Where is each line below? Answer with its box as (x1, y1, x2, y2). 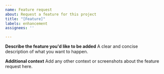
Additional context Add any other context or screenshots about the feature (5, 58, 160, 64)
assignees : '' (5, 26, 35, 31)
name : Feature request (5, 7, 52, 12)
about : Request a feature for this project (5, 12, 97, 17)
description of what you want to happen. (5, 49, 88, 55)
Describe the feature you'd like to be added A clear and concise (5, 43, 138, 49)
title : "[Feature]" (5, 16, 46, 21)
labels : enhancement (5, 21, 48, 26)
